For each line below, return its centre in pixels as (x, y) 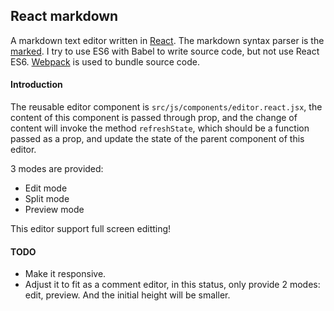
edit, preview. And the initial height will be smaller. (127, 295)
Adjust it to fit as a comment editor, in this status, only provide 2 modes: (172, 285)
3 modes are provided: (57, 169)
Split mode (47, 199)
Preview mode (54, 210)
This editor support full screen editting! (91, 229)
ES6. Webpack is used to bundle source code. (105, 61)
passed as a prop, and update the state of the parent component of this (157, 139)
